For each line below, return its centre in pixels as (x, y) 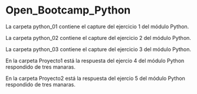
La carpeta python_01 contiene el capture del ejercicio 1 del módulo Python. (97, 26)
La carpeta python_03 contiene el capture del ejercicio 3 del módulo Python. (98, 49)
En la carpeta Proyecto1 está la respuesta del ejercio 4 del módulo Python (95, 61)
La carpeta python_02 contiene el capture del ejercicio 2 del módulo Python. (98, 38)
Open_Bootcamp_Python (68, 10)
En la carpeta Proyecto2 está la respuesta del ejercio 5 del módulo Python (95, 78)
